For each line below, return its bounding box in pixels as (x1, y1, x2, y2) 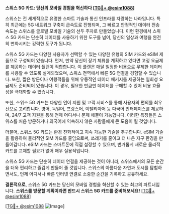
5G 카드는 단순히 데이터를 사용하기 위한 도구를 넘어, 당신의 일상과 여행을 (10, 35, 152, 40)
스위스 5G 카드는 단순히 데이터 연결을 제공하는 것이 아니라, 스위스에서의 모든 (5, 158, 155, 164)
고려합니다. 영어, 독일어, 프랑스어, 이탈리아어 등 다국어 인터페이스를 (18, 106, 150, 112)
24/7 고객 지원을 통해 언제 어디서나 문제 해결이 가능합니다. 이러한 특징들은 (12, 112, 157, 118)
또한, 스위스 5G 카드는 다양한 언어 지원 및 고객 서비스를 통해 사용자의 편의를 (5, 100, 153, 105)
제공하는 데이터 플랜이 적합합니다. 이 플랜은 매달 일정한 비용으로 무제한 (10, 64, 149, 70)
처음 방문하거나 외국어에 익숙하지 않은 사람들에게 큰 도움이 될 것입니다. (18, 118, 157, 124)
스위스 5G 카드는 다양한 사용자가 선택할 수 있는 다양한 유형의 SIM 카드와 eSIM (5, 51, 158, 57)
